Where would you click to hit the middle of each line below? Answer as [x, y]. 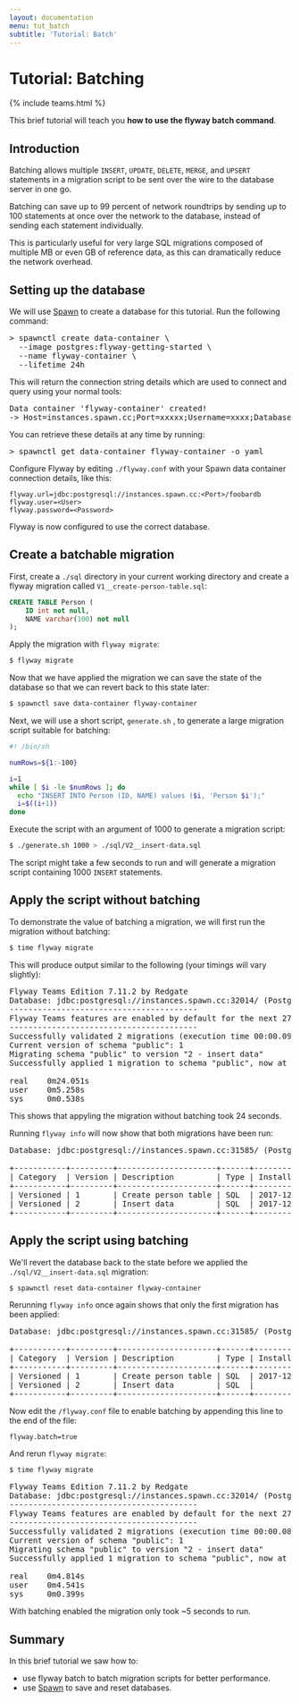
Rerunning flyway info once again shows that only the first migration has [144, 1305]
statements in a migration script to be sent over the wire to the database [142, 180]
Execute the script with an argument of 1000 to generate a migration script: [147, 829]
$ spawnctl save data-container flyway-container [104, 704]
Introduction [45, 148]
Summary [37, 1639]
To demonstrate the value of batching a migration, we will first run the [137, 921]
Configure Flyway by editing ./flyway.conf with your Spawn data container [148, 468]
